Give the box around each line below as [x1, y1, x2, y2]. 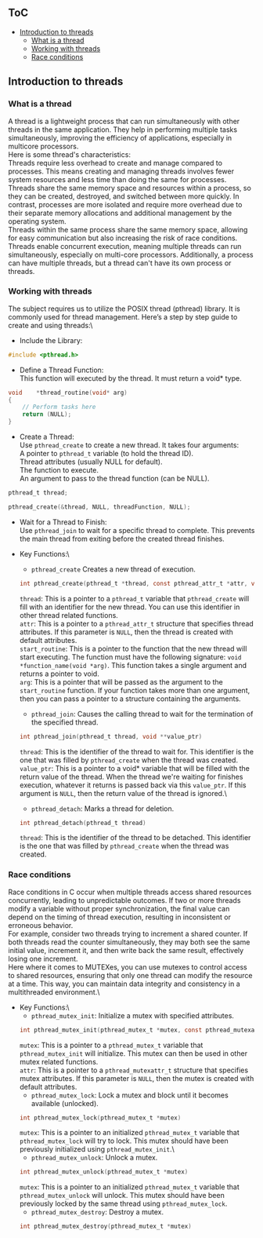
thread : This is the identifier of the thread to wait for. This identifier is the [19, 747, 254, 756]
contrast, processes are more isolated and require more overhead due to [8, 199, 243, 209]
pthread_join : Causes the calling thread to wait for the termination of [31, 709, 254, 718]
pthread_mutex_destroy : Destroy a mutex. [31, 1207, 164, 1217]
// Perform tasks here [22, 404, 96, 411]
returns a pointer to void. [19, 669, 99, 678]
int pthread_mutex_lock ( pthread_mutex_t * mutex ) [19, 1114, 182, 1122]
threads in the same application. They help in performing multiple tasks [8, 125, 237, 134]
